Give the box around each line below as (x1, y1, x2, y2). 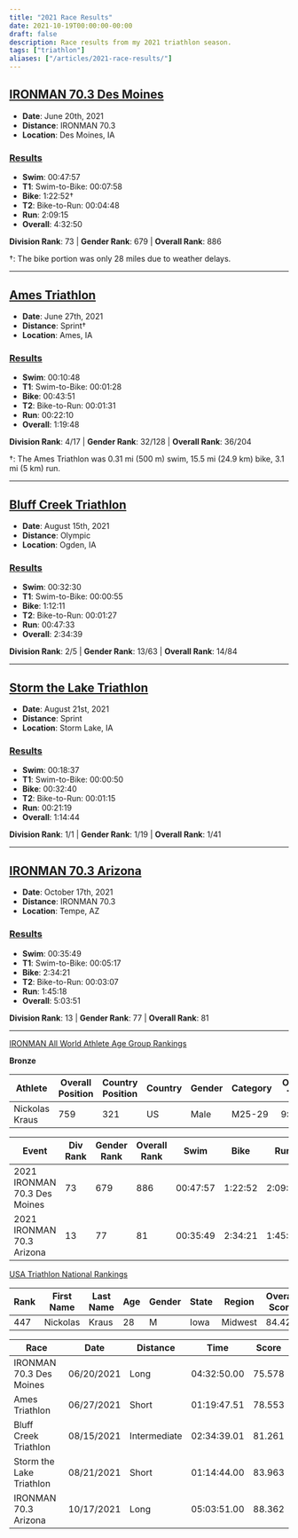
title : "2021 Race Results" (9, 12, 114, 22)
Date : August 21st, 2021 (21, 704, 109, 714)
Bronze (9, 1055, 37, 1066)
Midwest (221, 1315, 257, 1328)
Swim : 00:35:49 (21, 948, 82, 958)
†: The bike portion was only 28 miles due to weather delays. (9, 254, 231, 264)
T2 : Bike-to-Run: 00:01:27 (21, 610, 117, 621)
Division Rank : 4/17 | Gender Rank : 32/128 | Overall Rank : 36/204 (9, 437, 252, 447)
